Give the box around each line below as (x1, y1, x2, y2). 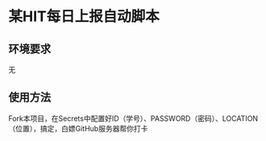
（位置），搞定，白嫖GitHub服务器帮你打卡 (8, 123, 148, 133)
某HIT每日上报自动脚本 (8, 7, 160, 26)
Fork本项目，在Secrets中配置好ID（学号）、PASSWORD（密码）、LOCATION (8, 114, 259, 123)
